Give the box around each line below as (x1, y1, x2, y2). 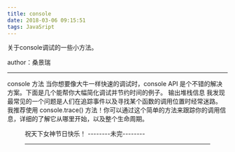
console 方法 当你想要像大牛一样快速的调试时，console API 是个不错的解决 (7, 80, 223, 88)
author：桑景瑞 (7, 58, 51, 67)
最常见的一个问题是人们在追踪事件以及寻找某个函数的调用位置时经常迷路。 (7, 97, 222, 106)
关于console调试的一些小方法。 (7, 43, 98, 52)
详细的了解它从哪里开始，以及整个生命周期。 (19, 115, 148, 123)
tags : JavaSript (7, 23, 55, 30)
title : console (7, 10, 52, 18)
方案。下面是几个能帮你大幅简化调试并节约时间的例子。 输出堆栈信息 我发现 (7, 88, 225, 97)
